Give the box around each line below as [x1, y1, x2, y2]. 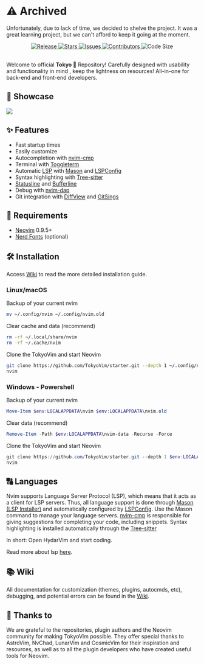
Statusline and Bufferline [15, 180, 77, 187]
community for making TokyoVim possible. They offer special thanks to [6, 633, 184, 640]
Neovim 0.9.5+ [15, 226, 53, 234]
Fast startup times [15, 141, 61, 149]
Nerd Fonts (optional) [15, 233, 69, 240]
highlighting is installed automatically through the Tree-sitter [6, 525, 157, 532]
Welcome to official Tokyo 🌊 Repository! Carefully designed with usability [6, 61, 190, 68]
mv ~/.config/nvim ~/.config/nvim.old [6, 312, 104, 318]
